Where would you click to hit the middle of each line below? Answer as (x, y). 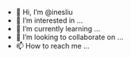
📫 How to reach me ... (52, 46)
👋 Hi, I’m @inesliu (44, 12)
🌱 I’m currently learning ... (58, 29)
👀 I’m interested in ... (49, 20)
